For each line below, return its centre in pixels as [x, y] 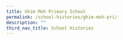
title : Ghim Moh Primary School [46, 11]
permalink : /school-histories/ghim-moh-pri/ [62, 17]
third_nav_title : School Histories [50, 28]
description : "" [26, 22]
